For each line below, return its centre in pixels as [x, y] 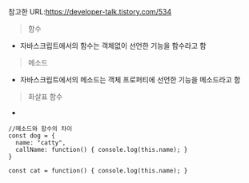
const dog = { [32, 136]
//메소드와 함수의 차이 [40, 129]
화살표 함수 [45, 97]
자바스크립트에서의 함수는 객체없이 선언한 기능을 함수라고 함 [113, 46]
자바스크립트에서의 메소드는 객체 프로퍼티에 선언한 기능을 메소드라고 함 [130, 80]
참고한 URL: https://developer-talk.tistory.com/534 [90, 12]
